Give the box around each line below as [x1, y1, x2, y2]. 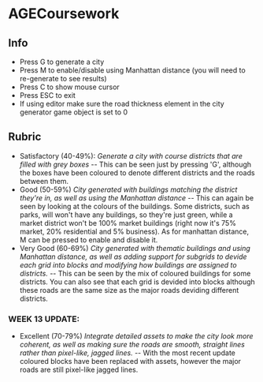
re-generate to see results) [19, 74, 108, 83]
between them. [19, 176, 69, 185]
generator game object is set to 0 [19, 107, 128, 117]
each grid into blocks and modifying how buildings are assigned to [19, 260, 238, 269]
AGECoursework [8, 5, 120, 23]
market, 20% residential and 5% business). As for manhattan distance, [19, 227, 250, 236]
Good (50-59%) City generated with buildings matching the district [19, 185, 238, 194]
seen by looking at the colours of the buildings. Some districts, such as [19, 201, 250, 211]
